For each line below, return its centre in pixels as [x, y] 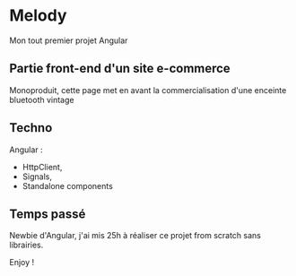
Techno [31, 128]
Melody [38, 16]
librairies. [26, 245]
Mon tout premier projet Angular [69, 40]
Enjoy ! [22, 263]
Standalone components [68, 185]
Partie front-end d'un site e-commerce [120, 69]
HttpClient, [42, 167]
